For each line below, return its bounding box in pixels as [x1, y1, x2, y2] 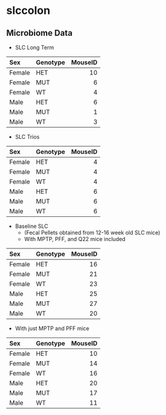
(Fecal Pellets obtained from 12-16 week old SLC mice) [24, 229, 161, 236]
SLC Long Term [15, 44, 55, 51]
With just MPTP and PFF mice [15, 325, 90, 332]
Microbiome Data [6, 28, 73, 38]
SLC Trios [15, 133, 40, 140]
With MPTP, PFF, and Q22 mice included [24, 236, 126, 242]
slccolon [6, 4, 50, 18]
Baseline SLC [15, 222, 48, 230]
